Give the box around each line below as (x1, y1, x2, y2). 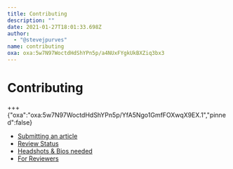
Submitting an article (17, 132, 78, 140)
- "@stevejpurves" (13, 37, 68, 44)
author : (7, 30, 30, 37)
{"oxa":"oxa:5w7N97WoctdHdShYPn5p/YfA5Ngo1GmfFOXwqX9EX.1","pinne (7, 111, 227, 119)
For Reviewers (17, 154, 59, 163)
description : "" (7, 17, 55, 24)
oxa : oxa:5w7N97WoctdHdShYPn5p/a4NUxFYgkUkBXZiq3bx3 (7, 50, 165, 57)
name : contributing (7, 43, 65, 50)
